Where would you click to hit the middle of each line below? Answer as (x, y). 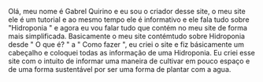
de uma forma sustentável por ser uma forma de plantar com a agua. (120, 69)
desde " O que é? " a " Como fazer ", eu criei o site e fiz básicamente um (126, 45)
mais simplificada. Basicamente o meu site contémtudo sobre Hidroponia (127, 36)
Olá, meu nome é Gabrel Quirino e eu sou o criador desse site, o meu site (127, 11)
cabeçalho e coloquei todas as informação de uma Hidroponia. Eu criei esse (132, 53)
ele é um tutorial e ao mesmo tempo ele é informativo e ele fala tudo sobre (129, 20)
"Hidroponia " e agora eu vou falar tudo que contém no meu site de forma (128, 28)
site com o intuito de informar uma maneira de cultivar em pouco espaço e (129, 61)
